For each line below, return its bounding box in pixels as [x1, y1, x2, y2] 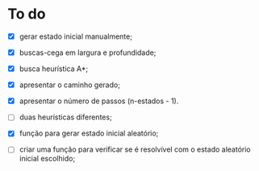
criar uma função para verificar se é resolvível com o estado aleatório [19, 144, 251, 154]
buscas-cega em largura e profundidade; [19, 48, 157, 57]
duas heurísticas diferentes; [19, 112, 112, 122]
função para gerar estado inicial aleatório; [19, 128, 159, 138]
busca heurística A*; [19, 64, 89, 73]
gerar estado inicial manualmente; [19, 31, 132, 41]
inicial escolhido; [19, 154, 76, 164]
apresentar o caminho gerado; [19, 80, 120, 90]
